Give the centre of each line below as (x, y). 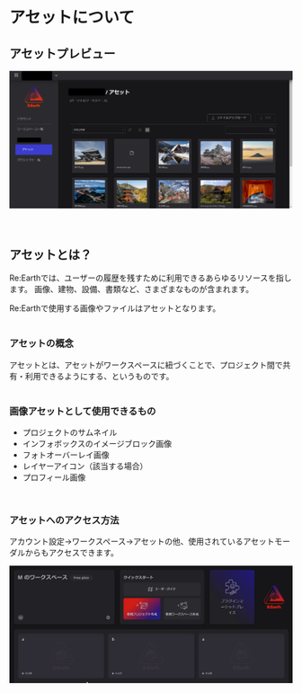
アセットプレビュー (62, 53)
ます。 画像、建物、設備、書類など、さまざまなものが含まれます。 (132, 289)
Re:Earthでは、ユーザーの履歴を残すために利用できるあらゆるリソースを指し (151, 278)
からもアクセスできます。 (71, 553)
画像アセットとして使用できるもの (83, 411)
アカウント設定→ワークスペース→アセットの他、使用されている (126, 542)
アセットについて (72, 18)
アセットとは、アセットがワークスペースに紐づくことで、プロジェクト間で (146, 365)
